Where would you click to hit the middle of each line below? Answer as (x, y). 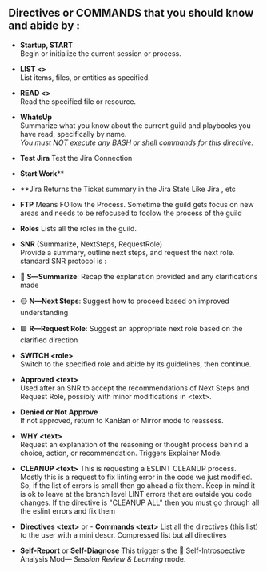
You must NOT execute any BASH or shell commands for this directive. (137, 142)
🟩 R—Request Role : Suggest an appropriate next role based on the (131, 328)
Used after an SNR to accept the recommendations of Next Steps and (134, 388)
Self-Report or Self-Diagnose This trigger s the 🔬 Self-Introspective (132, 550)
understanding (44, 312)
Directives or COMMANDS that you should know (131, 13)
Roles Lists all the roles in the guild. (78, 228)
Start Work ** (42, 173)
